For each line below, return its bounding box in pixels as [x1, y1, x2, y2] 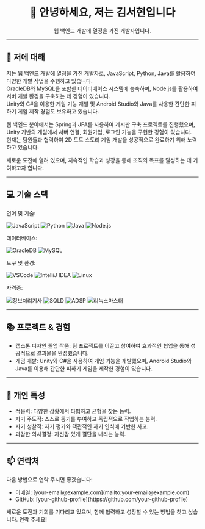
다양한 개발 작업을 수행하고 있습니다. [6, 77, 93, 84]
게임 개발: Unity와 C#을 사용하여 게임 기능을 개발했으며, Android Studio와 [15, 358, 192, 365]
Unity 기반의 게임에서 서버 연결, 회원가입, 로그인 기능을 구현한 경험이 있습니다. [6, 128, 192, 135]
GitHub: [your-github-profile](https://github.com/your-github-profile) [15, 495, 188, 503]
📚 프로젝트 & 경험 [6, 322, 71, 333]
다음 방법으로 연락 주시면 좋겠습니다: [6, 476, 93, 483]
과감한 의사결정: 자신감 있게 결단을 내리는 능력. [15, 431, 126, 438]
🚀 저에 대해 [6, 52, 46, 63]
